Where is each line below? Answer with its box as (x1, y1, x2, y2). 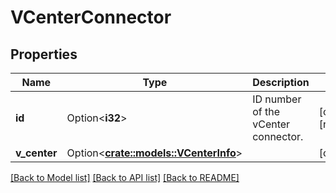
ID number (252, 92, 302, 106)
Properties (10, 46, 78, 63)
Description (252, 76, 310, 89)
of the (252, 105, 281, 118)
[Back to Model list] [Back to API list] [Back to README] (10, 172, 240, 183)
